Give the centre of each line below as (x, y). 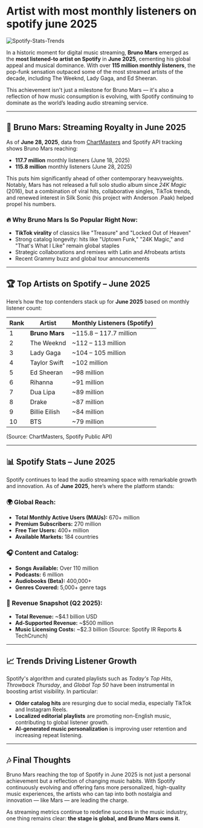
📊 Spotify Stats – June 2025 (61, 462)
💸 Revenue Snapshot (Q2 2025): (54, 603)
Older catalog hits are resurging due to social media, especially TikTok (103, 703)
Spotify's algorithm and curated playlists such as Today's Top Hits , (89, 679)
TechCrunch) (31, 636)
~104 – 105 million (99, 353)
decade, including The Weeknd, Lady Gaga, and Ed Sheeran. (82, 78)
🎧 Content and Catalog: (43, 553)
